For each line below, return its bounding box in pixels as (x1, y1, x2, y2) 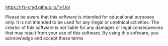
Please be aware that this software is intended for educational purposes (5, 14, 154, 19)
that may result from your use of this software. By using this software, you (5, 30, 159, 35)
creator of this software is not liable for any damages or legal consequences (5, 24, 163, 30)
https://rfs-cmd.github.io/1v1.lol (5, 4, 70, 10)
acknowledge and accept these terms (5, 35, 84, 41)
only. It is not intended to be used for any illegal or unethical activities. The (5, 19, 159, 25)
